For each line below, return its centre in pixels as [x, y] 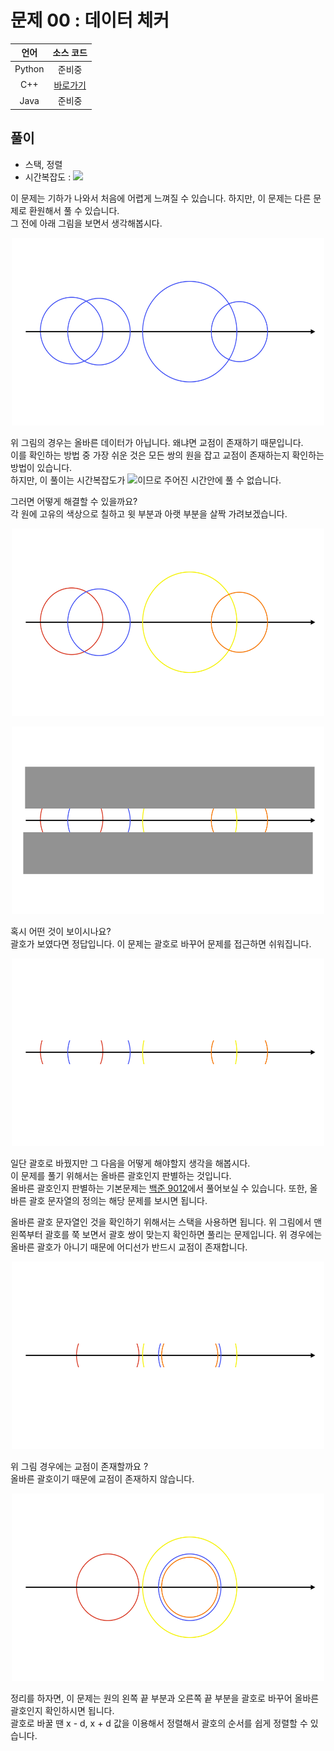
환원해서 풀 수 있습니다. [74, 210]
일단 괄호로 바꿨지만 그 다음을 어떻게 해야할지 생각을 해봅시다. [130, 1163]
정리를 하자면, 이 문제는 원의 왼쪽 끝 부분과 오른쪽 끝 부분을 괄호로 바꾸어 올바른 [165, 1698]
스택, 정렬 [43, 164]
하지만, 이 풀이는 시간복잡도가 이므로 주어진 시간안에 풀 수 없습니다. [146, 480]
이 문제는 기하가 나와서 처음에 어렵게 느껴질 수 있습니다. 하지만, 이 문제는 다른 [161, 198]
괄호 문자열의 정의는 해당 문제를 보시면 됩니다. [118, 1200]
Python [29, 69]
